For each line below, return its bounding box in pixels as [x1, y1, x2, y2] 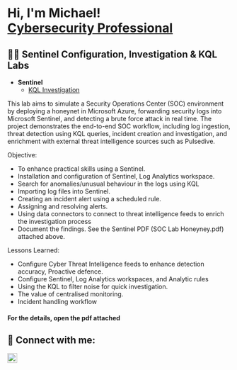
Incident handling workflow [17, 298, 98, 305]
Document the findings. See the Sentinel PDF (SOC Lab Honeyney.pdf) [17, 225, 224, 233]
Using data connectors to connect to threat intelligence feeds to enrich [17, 210, 224, 218]
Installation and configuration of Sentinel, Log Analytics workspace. [17, 172, 215, 180]
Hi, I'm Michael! [7, 5, 101, 21]
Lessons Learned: [7, 246, 60, 254]
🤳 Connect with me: [7, 334, 96, 346]
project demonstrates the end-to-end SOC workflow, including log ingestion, [7, 122, 231, 130]
